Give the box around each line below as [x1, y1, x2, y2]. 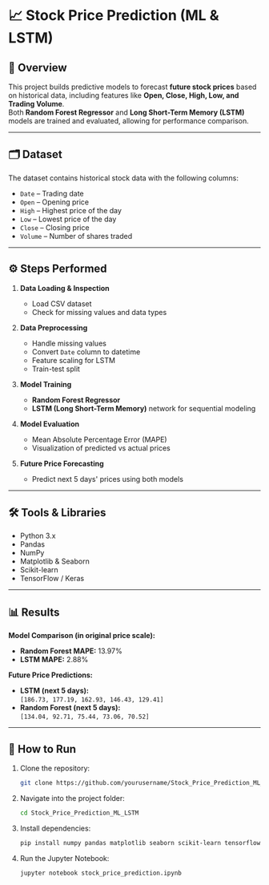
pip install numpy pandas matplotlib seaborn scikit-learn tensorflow [19, 839, 261, 847]
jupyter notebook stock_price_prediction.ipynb [19, 869, 182, 877]
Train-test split [31, 364, 80, 374]
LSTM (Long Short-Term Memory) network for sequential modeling [31, 403, 256, 413]
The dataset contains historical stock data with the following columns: [8, 173, 239, 183]
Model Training [19, 379, 72, 389]
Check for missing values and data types [31, 307, 167, 317]
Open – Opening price [19, 197, 90, 207]
